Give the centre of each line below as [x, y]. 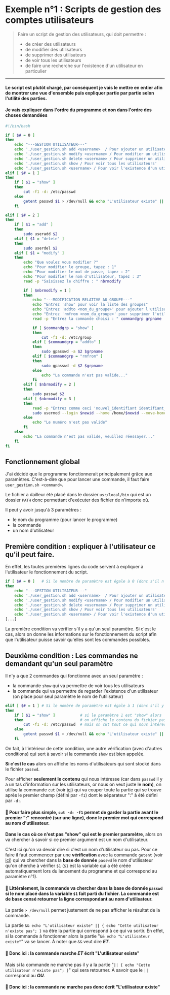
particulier [36, 71]
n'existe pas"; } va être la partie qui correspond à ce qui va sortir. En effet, [85, 931]
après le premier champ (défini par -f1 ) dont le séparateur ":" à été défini [81, 795]
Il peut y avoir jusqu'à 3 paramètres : [44, 510]
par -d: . [13, 800]
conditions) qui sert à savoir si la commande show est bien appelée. [75, 754]
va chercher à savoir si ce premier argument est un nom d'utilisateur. [77, 840]
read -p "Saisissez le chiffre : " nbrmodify [72, 281]
